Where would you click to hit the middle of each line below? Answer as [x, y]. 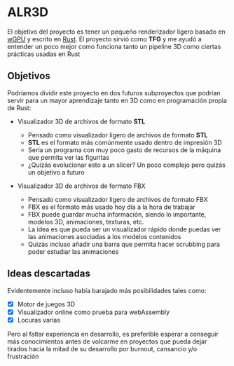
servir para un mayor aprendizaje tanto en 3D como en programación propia [117, 100]
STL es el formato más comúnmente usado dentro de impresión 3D [125, 142]
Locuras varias [39, 320]
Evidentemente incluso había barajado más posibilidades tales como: [107, 290]
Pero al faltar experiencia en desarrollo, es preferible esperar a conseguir [113, 334]
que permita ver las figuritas [69, 157]
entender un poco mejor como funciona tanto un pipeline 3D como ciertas [114, 46]
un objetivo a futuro [56, 172]
